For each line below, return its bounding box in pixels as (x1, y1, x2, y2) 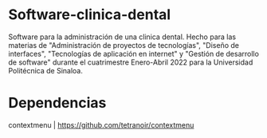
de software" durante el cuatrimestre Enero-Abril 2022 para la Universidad (8, 57, 253, 67)
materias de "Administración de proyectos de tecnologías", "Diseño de (8, 40, 239, 49)
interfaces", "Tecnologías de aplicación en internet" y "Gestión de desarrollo (8, 49, 259, 58)
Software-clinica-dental (8, 6, 171, 24)
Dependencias (8, 94, 107, 112)
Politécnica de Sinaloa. (8, 65, 84, 75)
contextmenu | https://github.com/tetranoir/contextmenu (8, 120, 194, 129)
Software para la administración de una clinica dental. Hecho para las (8, 32, 237, 41)
